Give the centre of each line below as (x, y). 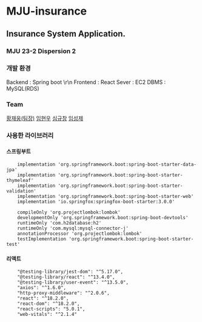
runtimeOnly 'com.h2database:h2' (59, 223)
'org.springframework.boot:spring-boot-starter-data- (127, 165)
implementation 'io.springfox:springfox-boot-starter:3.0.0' (96, 202)
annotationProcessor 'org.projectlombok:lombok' (80, 234)
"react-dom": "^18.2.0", (49, 304)
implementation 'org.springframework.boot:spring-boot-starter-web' (106, 197)
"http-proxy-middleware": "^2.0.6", (64, 293)
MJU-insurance (47, 11)
